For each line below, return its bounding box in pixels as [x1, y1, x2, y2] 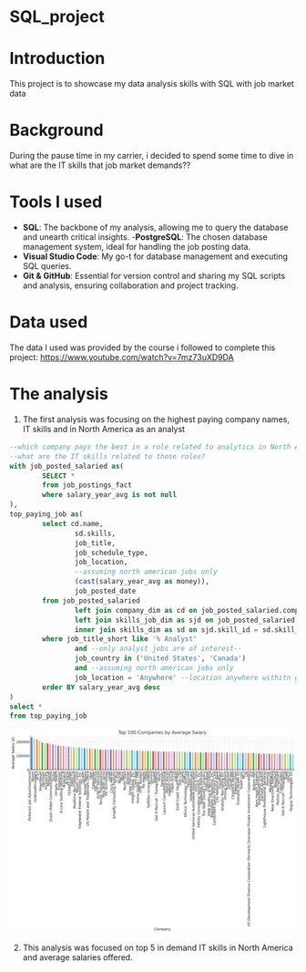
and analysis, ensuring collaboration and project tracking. [22, 280, 239, 291]
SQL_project [9, 6, 105, 27]
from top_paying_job [9, 711, 88, 721]
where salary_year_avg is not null [42, 491, 178, 500]
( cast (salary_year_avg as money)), [74, 577, 209, 586]
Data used [9, 312, 88, 333]
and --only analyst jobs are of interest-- [74, 645, 243, 654]
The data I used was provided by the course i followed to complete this [9, 342, 276, 353]
